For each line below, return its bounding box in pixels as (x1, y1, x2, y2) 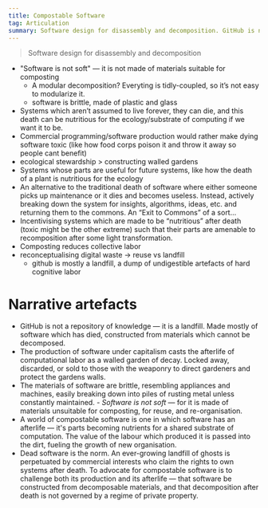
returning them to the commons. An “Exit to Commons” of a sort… (19, 208, 237, 218)
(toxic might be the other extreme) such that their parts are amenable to (19, 225, 256, 234)
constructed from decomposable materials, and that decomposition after (19, 482, 259, 492)
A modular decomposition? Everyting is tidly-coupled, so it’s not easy (31, 81, 259, 90)
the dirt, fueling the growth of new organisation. (19, 440, 177, 450)
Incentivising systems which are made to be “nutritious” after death (19, 216, 242, 226)
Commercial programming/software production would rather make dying (19, 132, 258, 141)
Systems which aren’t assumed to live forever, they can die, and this (19, 106, 244, 116)
